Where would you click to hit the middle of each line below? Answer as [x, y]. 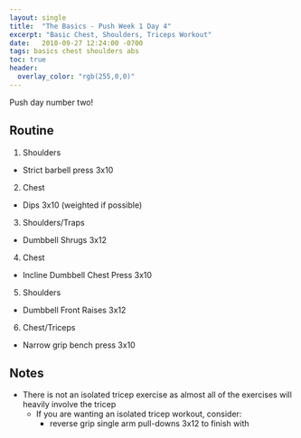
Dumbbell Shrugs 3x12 [64, 239]
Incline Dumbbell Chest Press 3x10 [87, 275]
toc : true [28, 60]
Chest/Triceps [49, 327]
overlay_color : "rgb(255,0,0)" [76, 77]
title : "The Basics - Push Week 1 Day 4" [90, 26]
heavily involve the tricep [69, 405]
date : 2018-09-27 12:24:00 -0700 [76, 43]
